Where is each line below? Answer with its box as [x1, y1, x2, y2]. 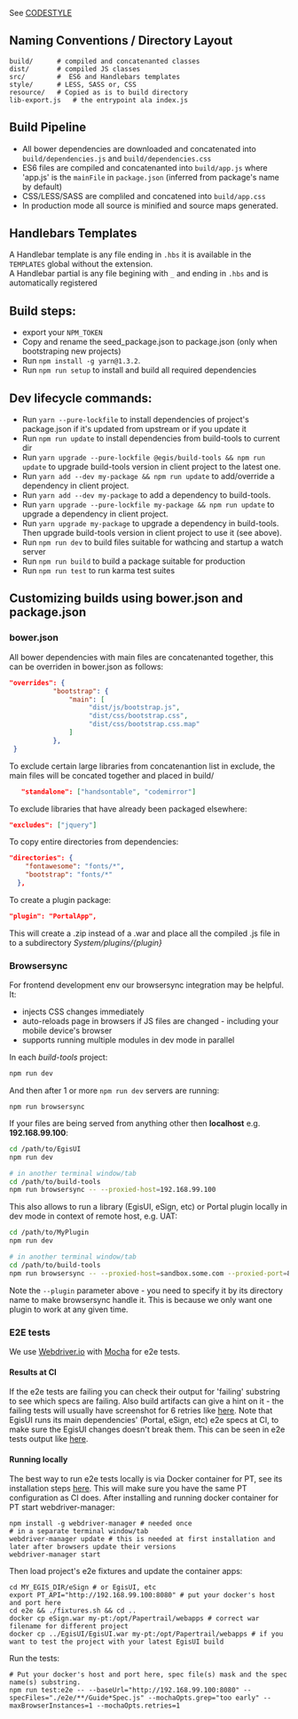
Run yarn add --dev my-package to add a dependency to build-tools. [21, 490, 271, 500]
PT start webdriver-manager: [9, 1502, 115, 1513]
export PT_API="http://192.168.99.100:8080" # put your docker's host [9, 1591, 276, 1600]
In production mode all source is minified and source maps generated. [21, 200, 278, 211]
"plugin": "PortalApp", [9, 911, 98, 921]
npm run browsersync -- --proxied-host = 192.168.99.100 [9, 1186, 216, 1195]
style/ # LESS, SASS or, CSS [9, 80, 137, 89]
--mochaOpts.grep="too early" [147, 1693, 260, 1703]
